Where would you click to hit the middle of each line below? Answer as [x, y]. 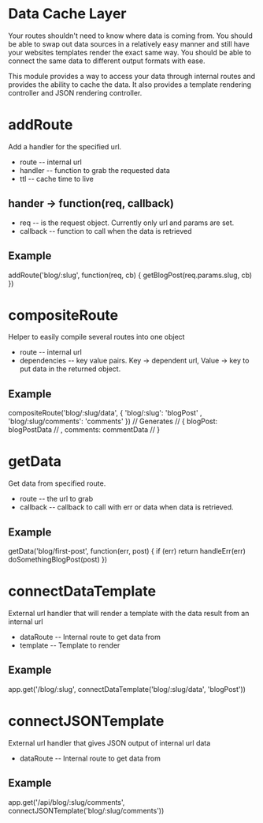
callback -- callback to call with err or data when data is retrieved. [126, 507]
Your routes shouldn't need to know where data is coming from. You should [131, 36]
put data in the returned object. [70, 369]
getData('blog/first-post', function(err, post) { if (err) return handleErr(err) [127, 551]
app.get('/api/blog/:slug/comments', [67, 802]
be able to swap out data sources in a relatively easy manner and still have [129, 43]
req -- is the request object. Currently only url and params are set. [127, 223]
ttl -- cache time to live [57, 179]
